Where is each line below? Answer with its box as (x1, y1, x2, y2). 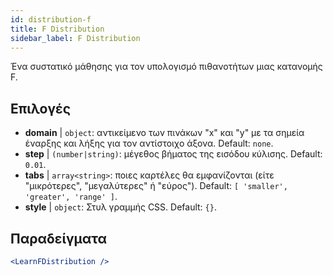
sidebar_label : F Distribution (10, 33, 141, 43)
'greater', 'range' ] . (24, 191, 118, 203)
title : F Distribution (10, 24, 105, 34)
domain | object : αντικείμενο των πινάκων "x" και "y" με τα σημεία (24, 127, 305, 139)
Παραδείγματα (10, 230, 108, 247)
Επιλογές (10, 100, 72, 117)
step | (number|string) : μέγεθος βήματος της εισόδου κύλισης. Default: (24, 148, 323, 160)
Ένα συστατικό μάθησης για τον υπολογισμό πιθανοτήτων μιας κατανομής (10, 61, 323, 73)
